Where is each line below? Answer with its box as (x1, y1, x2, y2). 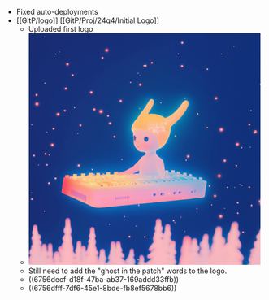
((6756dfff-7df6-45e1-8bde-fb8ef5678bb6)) (28, 284, 177, 293)
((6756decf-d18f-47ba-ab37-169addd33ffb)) (28, 275, 180, 285)
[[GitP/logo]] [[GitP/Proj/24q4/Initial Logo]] (15, 15, 160, 25)
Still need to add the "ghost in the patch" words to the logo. (28, 266, 228, 276)
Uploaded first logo (28, 24, 93, 33)
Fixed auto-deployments (15, 7, 99, 16)
